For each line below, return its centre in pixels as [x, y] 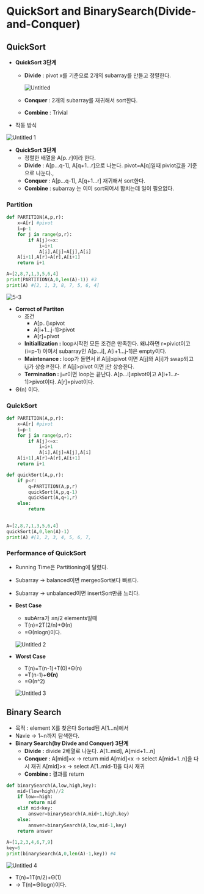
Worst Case [30, 656]
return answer [35, 831]
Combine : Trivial [46, 112]
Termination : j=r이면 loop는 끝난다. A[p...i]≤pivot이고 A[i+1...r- [102, 374]
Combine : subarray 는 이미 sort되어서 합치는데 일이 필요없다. [99, 188]
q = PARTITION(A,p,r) [53, 486]
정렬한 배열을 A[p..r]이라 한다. [60, 158]
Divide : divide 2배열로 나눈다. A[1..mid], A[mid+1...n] [90, 751]
